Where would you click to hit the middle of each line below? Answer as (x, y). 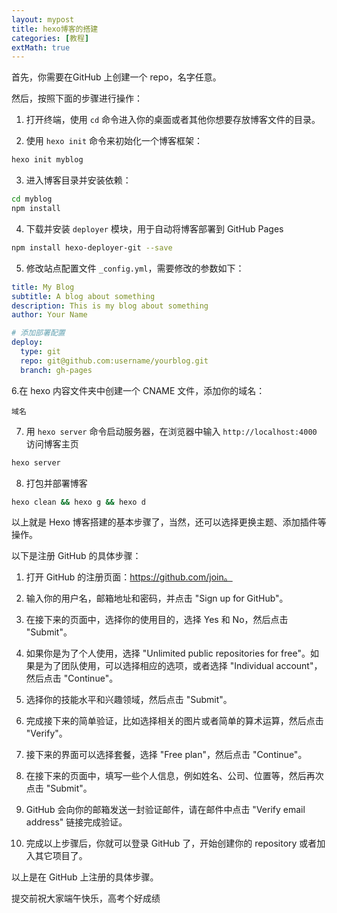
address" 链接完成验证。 (76, 822)
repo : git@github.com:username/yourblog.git (114, 361)
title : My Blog (43, 287)
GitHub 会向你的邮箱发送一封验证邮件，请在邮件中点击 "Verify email (165, 810)
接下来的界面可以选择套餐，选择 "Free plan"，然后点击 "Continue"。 (166, 755)
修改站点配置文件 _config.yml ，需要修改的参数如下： (135, 268)
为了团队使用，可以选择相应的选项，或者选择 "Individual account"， (183, 666)
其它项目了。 (61, 856)
